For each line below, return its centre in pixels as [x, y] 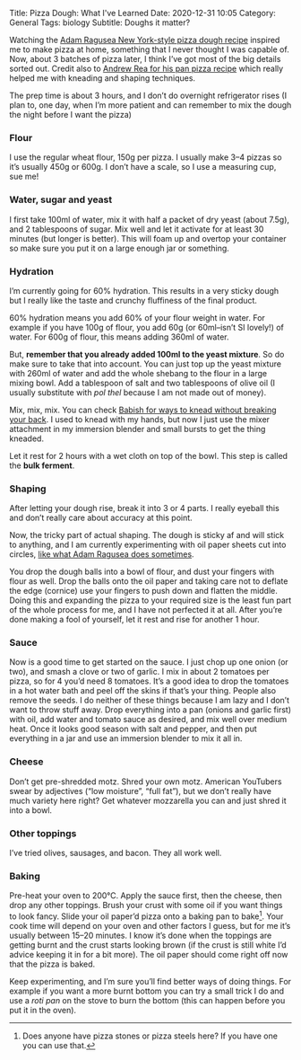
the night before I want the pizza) [71, 115]
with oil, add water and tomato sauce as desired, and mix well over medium [148, 720]
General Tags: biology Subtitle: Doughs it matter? [100, 22]
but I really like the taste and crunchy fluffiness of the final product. [133, 300]
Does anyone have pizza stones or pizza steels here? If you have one [150, 1036]
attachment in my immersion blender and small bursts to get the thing [138, 428]
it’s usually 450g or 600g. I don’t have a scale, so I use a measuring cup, [143, 167]
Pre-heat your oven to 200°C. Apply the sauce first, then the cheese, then [146, 896]
